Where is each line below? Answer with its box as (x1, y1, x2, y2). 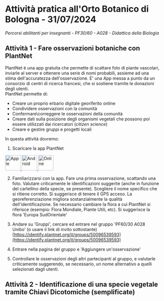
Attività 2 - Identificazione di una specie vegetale (5, 280, 158, 289)
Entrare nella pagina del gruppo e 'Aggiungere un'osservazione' (12, 246, 141, 252)
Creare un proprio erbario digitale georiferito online (12, 100, 116, 106)
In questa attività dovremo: (5, 136, 59, 141)
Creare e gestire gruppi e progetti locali (12, 126, 92, 132)
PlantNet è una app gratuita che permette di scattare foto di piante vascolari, (5, 65, 160, 70)
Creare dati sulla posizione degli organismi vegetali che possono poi (12, 116, 150, 122)
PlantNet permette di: (5, 91, 48, 96)
